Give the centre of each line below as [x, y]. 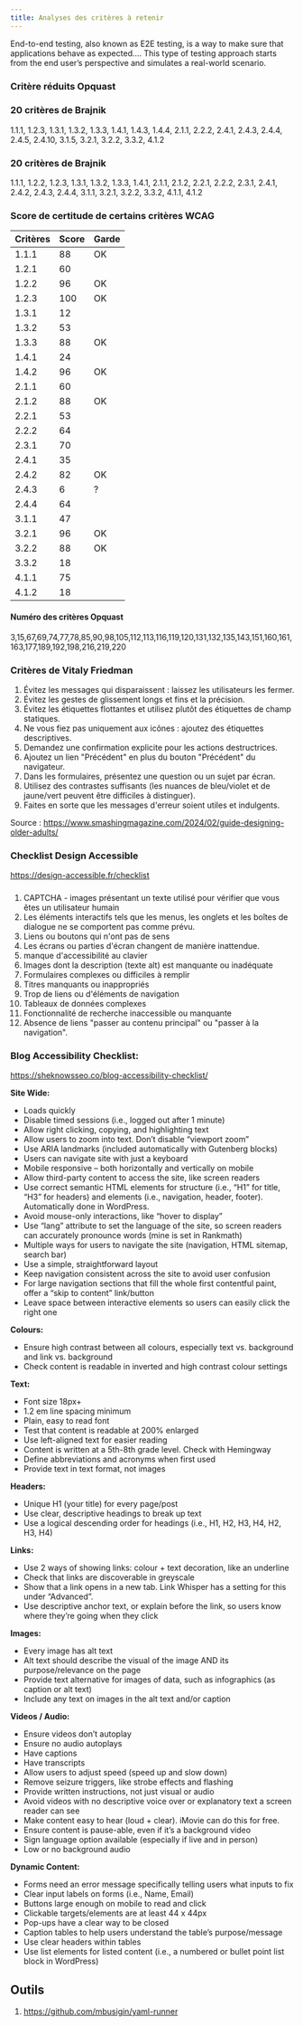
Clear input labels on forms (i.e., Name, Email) [109, 1894]
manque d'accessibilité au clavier [85, 956]
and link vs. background [68, 1357]
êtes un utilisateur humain [71, 908]
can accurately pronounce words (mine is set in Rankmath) [133, 1235]
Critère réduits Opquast [63, 86]
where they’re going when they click [91, 1616]
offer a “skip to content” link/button [88, 1293]
